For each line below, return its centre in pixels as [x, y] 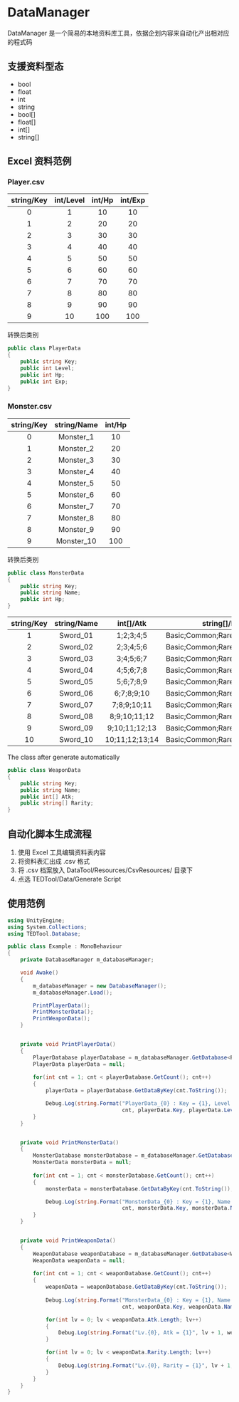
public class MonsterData [46, 573]
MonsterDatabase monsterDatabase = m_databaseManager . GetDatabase [133, 1156]
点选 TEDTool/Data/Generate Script [69, 879]
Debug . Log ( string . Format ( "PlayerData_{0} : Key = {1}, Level [138, 1104]
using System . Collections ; [47, 927]
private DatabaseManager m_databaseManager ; [87, 960]
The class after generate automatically [64, 757]
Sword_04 [76, 670]
